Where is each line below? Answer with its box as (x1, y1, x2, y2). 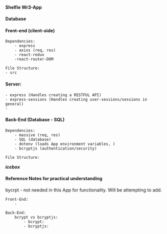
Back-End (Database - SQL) (5, 117, 65, 123)
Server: (5, 81, 22, 87)
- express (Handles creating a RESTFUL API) (5, 92, 102, 97)
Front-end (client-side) (5, 27, 55, 33)
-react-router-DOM (14, 57, 54, 62)
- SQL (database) (14, 137, 52, 142)
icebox (5, 164, 20, 170)
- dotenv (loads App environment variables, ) (14, 141, 115, 146)
